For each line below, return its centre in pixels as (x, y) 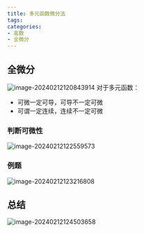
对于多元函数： (118, 87)
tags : (15, 20)
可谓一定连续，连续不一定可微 (60, 111)
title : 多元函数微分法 (37, 14)
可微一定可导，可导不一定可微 (60, 102)
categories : (24, 26)
